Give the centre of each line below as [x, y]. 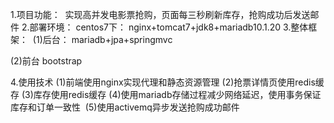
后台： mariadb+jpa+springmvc [107, 39]
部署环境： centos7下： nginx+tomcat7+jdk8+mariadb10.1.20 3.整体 [169, 27]
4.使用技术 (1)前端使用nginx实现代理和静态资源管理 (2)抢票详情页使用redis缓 [167, 82]
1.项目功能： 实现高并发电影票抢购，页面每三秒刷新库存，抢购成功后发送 [160, 14]
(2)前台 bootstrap [46, 61]
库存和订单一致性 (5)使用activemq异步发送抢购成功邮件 [125, 107]
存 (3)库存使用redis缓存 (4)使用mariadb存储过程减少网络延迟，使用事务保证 [166, 94]
